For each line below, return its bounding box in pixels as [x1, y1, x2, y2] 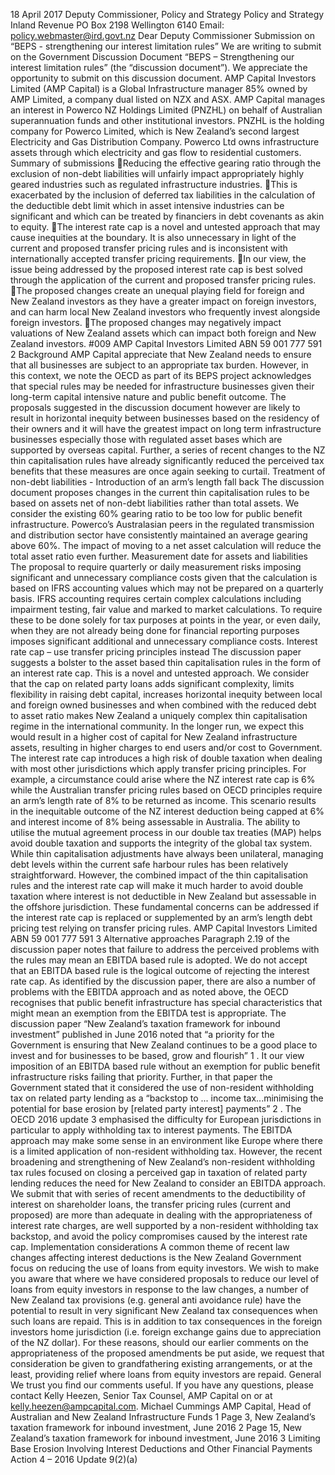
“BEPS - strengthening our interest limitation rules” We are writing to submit [10, 40, 322, 52]
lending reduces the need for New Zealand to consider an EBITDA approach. [10, 1177, 326, 1189]
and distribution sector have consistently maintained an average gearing [10, 529, 308, 541]
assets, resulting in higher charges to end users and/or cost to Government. [10, 742, 323, 753]
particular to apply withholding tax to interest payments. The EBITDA [10, 1124, 293, 1136]
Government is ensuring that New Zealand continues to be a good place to [10, 1039, 318, 1051]
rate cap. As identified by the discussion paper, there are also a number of [10, 975, 317, 987]
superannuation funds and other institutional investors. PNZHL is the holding [10, 115, 325, 126]
